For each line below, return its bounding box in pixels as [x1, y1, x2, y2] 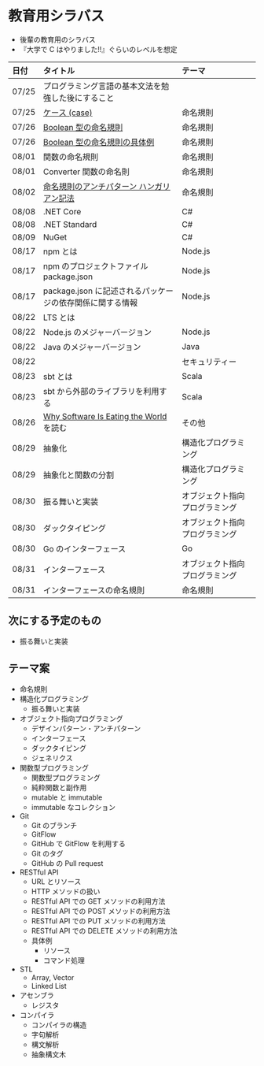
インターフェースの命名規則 [42, 585, 145, 596]
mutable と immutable [31, 793, 103, 802]
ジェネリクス [31, 753, 73, 763]
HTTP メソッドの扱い [31, 886, 101, 896]
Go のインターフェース [42, 543, 126, 554]
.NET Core [42, 206, 82, 217]
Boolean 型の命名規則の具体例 [42, 136, 155, 147]
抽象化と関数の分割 [42, 470, 115, 481]
